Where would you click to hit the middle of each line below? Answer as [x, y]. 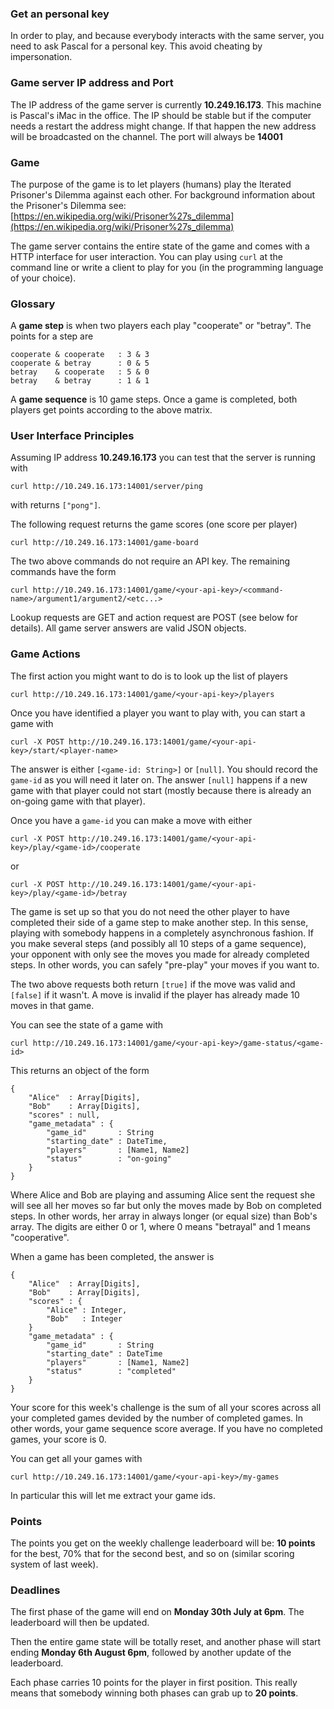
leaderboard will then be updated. [80, 1623]
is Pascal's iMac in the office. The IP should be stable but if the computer [161, 115]
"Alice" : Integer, [87, 1310]
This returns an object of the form [80, 1070]
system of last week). [54, 1564]
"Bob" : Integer [84, 1318]
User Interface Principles [72, 436]
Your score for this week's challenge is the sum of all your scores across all [166, 1407]
